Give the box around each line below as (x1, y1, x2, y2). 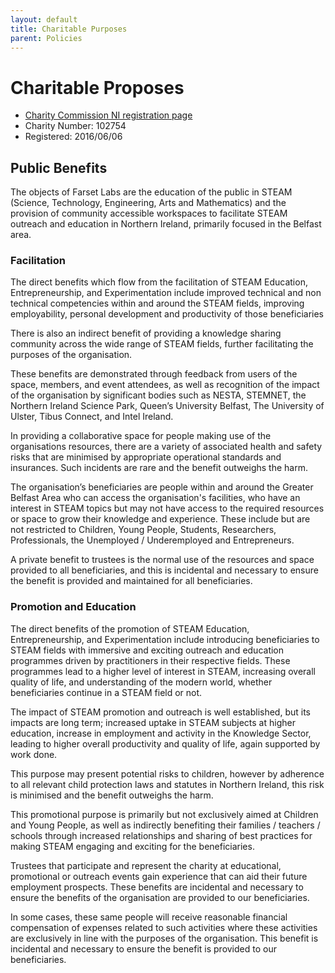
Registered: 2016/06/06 (24, 131, 123, 143)
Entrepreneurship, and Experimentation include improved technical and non (10, 287, 322, 299)
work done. (10, 748, 58, 760)
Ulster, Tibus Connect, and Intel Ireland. (10, 411, 174, 423)
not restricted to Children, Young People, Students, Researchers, (10, 524, 277, 536)
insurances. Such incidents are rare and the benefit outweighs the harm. (10, 462, 308, 474)
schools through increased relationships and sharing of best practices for (10, 829, 313, 841)
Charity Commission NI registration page (24, 109, 193, 121)
